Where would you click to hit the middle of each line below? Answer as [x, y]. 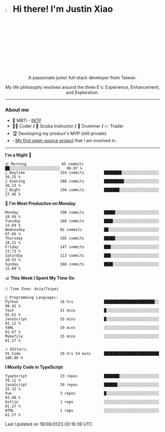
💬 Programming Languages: [31, 298]
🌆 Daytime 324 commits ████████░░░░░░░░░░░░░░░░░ [82, 173]
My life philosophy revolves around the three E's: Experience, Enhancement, [82, 87]
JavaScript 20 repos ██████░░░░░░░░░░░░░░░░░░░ [82, 385]
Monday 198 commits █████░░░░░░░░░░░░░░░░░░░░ [82, 213]
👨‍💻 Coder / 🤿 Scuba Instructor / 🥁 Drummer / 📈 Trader [68, 126]
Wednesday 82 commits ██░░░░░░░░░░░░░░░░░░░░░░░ [82, 230]
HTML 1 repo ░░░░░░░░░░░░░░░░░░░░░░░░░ [82, 411]
